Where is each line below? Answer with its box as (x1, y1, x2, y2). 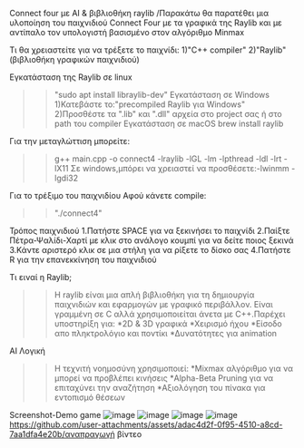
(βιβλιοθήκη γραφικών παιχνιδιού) (9, 54, 141, 64)
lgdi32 (54, 172, 79, 183)
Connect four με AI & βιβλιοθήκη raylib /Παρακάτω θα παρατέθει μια (9, 8, 270, 18)
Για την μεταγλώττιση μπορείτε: (9, 136, 130, 146)
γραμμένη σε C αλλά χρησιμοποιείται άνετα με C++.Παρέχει (54, 308, 286, 319)
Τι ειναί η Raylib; (9, 272, 73, 282)
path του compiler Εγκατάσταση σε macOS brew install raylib (54, 118, 284, 129)
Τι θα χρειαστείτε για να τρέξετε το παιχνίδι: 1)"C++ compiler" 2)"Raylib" (9, 44, 287, 55)
